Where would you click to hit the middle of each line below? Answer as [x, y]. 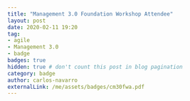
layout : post [27, 21]
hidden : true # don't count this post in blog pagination [95, 67]
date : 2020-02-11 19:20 [43, 27]
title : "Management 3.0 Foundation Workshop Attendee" [90, 14]
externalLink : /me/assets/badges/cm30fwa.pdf [76, 87]
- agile [19, 41]
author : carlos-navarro [43, 80]
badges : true [27, 60]
